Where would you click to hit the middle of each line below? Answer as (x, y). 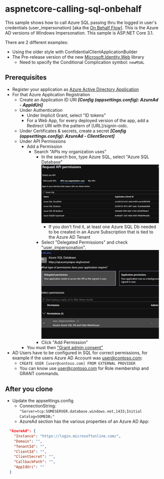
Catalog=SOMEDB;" (37, 417)
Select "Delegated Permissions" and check (84, 242)
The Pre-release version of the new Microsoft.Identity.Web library (78, 57)
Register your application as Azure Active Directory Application (75, 89)
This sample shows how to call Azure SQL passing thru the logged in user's (81, 22)
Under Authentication (41, 110)
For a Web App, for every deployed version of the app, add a (88, 120)
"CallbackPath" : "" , (35, 462)
